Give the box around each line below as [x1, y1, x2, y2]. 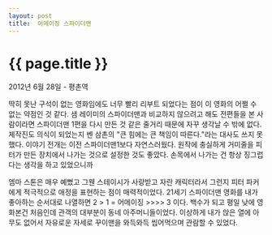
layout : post [8, 11, 53, 20]
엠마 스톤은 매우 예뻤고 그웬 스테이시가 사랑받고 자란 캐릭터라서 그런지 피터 [8, 177, 245, 187]
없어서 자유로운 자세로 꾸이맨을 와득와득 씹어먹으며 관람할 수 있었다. [23, 218, 238, 228]
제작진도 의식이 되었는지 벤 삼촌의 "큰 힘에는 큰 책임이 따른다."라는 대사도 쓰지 [8, 130, 255, 139]
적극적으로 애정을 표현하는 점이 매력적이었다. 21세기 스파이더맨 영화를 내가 [23, 187, 258, 197]
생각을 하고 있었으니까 [23, 160, 93, 170]
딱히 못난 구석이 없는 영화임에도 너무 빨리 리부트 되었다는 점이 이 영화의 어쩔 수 [8, 99, 257, 109]
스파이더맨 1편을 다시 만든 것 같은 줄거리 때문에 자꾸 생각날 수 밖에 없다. [36, 119, 262, 130]
